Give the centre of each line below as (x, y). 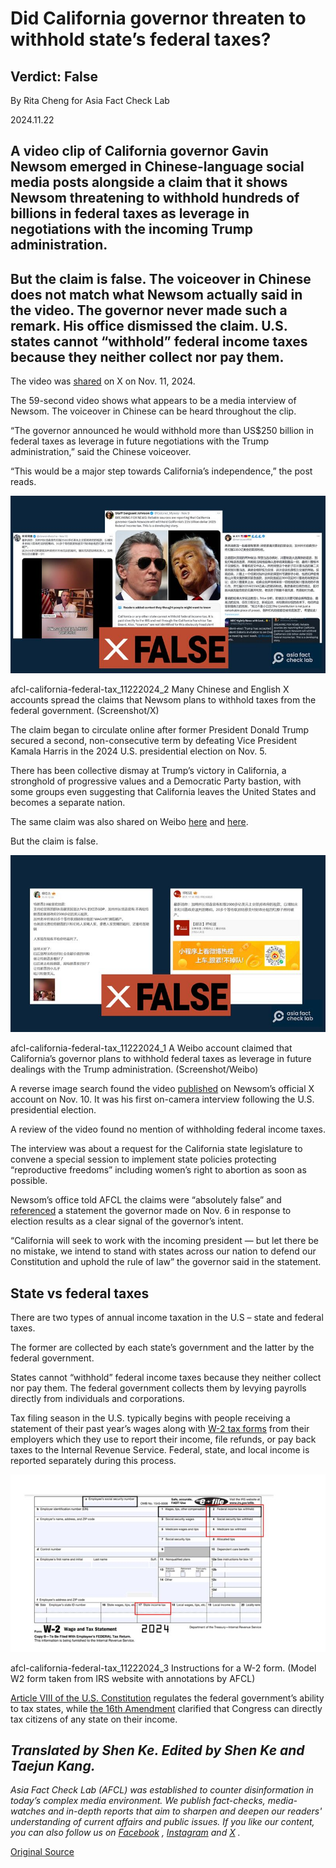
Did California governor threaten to (158, 18)
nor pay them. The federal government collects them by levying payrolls (158, 1388)
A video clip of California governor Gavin (139, 151)
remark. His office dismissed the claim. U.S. (149, 325)
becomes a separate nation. (68, 802)
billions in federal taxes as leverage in (130, 213)
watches (28, 1811)
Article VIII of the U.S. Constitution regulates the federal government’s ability (167, 1698)
